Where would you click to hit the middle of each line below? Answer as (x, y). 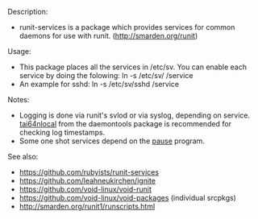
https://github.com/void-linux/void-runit (85, 189)
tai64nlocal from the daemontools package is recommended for (125, 124)
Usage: (19, 51)
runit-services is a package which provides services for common (127, 27)
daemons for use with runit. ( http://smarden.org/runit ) (108, 36)
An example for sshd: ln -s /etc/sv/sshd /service (99, 84)
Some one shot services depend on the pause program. (112, 141)
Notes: (19, 99)
